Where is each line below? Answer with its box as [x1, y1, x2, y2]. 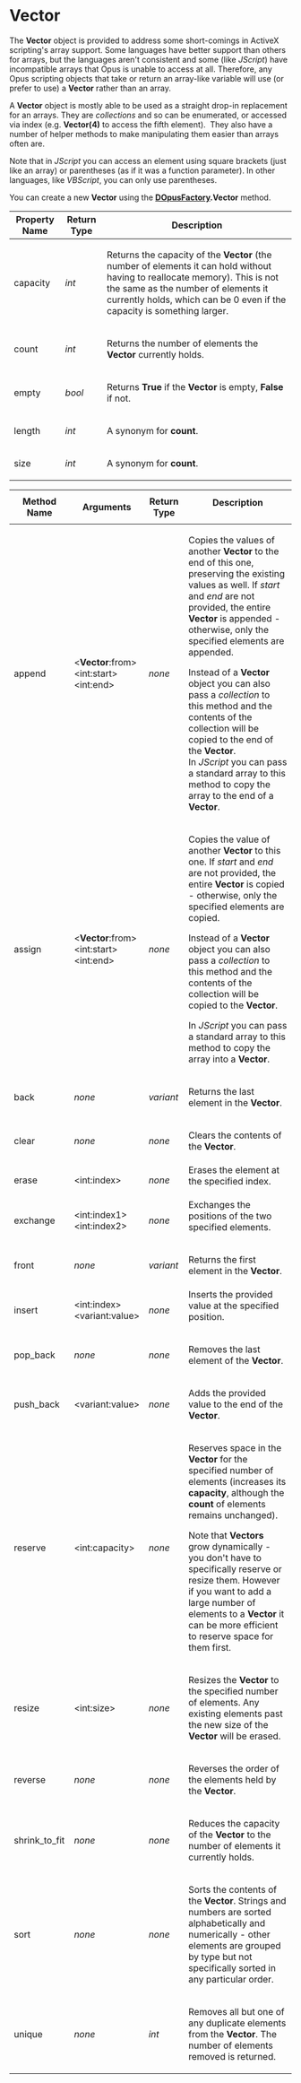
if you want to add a [187, 1584, 271, 1597]
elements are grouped [187, 1939, 281, 1951]
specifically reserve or [187, 1562, 282, 1575]
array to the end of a [187, 789, 275, 802]
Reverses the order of [187, 1762, 279, 1775]
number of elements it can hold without [106, 259, 271, 272]
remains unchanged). [187, 1508, 279, 1521]
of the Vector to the [187, 1828, 271, 1841]
